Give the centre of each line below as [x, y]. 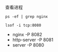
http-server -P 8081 [33, 40]
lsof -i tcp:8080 [23, 25]
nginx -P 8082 [27, 34]
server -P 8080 [28, 45]
